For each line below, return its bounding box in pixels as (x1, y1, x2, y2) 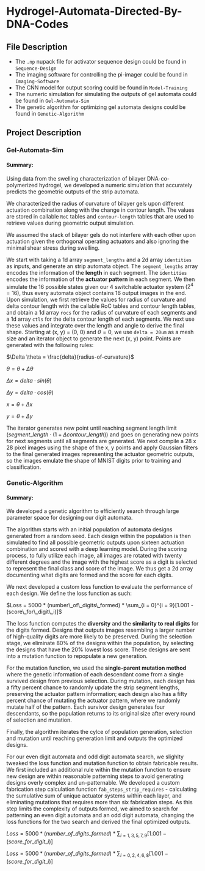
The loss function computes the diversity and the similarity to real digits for (6, 620, 199, 627)
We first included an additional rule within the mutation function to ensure (6, 766, 191, 774)
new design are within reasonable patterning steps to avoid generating (6, 772, 184, 780)
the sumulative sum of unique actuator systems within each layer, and (6, 792, 182, 799)
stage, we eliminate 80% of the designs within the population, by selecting (6, 640, 194, 647)
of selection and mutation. (6, 716, 72, 723)
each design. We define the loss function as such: (6, 589, 132, 597)
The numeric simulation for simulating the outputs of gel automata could (15, 91, 197, 97)
